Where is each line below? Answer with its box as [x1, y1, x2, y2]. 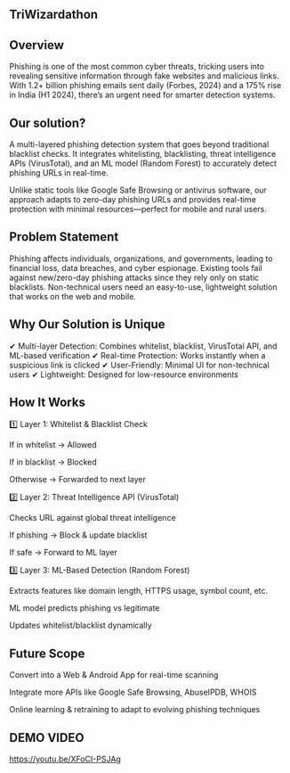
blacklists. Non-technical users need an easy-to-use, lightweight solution [9, 281, 278, 292]
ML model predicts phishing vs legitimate [9, 603, 160, 613]
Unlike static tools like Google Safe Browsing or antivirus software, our [9, 185, 267, 195]
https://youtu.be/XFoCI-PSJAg [9, 753, 122, 765]
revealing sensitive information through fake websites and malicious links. [9, 70, 279, 81]
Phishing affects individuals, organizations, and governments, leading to [9, 253, 273, 264]
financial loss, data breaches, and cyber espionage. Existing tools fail [9, 262, 262, 273]
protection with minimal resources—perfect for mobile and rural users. [9, 204, 267, 215]
